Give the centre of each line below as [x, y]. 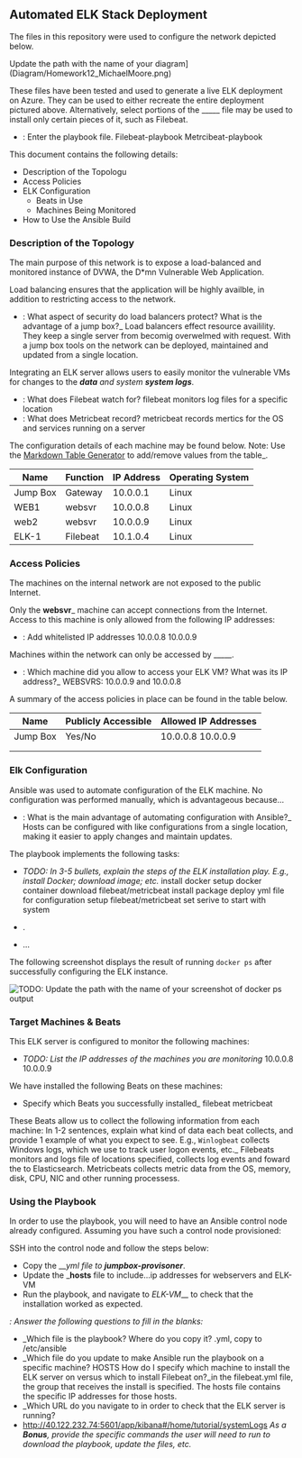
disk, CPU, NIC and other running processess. [95, 1178]
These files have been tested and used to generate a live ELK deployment [146, 90]
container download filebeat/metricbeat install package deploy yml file [153, 890]
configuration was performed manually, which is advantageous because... [147, 799]
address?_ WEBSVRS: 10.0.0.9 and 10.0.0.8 [102, 682]
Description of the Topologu [74, 171]
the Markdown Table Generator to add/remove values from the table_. [139, 455]
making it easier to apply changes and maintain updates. [127, 836]
